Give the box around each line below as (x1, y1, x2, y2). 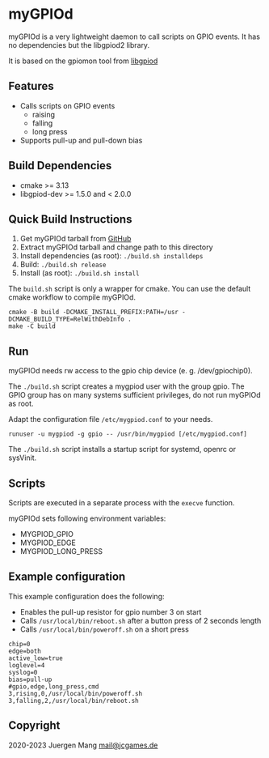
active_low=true (8, 654, 63, 662)
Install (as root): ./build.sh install (19, 268, 140, 278)
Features (8, 79, 54, 93)
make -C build (8, 322, 57, 330)
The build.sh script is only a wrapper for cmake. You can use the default (8, 284, 251, 294)
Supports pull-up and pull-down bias (19, 135, 143, 145)
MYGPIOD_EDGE (19, 538, 77, 547)
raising (32, 109, 55, 119)
